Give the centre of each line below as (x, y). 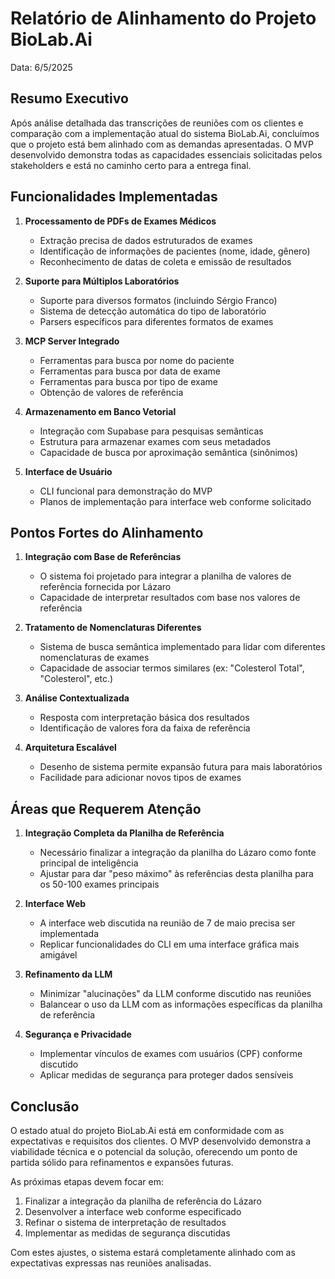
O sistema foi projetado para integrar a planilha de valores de (165, 576)
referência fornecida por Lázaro (105, 587)
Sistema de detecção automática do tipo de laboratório (153, 311)
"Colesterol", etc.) (76, 679)
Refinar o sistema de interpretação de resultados (125, 1222)
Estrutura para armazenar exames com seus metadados (155, 441)
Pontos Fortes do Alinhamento (107, 532)
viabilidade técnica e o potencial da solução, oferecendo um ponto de (154, 1151)
